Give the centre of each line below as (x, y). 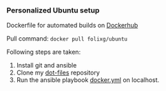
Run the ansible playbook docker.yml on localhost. (88, 80)
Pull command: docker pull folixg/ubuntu (67, 39)
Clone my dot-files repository (58, 73)
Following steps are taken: (43, 52)
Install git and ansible (46, 65)
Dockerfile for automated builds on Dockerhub (72, 26)
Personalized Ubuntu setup (53, 10)
